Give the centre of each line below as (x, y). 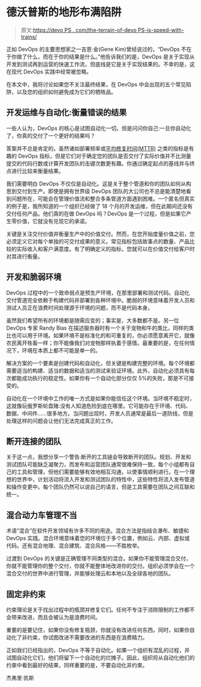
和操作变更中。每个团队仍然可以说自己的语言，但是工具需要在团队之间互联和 (100, 487)
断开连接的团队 (34, 441)
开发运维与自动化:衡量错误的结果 (67, 112)
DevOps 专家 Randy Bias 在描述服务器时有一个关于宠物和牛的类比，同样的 (98, 328)
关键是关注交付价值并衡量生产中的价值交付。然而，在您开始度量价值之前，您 (100, 234)
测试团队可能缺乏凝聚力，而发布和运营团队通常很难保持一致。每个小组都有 (98, 465)
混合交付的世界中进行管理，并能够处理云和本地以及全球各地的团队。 (90, 574)
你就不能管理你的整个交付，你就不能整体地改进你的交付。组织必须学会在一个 (100, 566)
